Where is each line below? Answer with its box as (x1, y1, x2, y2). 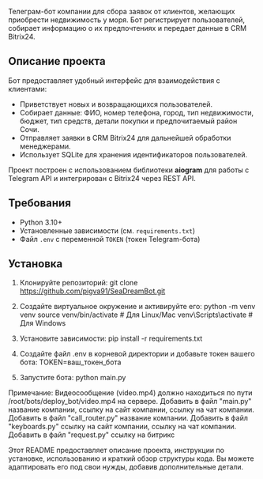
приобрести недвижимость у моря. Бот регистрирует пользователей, (8, 15, 246, 25)
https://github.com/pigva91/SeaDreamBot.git (19, 286, 166, 296)
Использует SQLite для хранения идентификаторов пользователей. (19, 149, 247, 159)
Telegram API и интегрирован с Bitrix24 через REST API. (8, 173, 196, 183)
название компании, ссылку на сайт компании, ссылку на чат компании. (8, 405, 255, 414)
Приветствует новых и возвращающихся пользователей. (19, 99, 213, 109)
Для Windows (19, 319, 66, 328)
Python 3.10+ (19, 217, 63, 227)
